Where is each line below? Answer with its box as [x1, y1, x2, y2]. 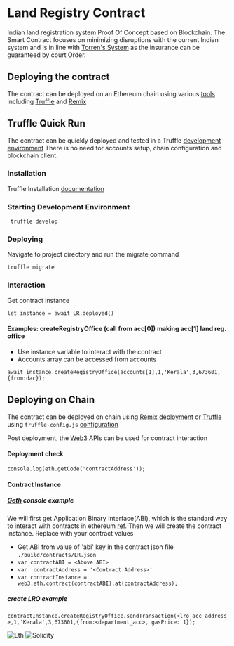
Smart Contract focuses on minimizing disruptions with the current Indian [7, 35, 219, 44]
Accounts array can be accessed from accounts [17, 355, 157, 363]
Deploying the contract [7, 71, 110, 83]
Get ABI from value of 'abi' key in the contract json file [17, 543, 174, 551]
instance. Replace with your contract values [7, 529, 134, 537]
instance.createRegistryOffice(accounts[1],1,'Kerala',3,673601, [25, 368, 221, 375]
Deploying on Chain [7, 394, 95, 406]
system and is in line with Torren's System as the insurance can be [7, 43, 200, 51]
